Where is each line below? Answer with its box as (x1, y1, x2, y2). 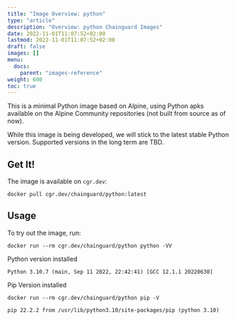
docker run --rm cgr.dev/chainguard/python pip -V (7, 294, 160, 301)
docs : (13, 63, 30, 70)
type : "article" (7, 17, 55, 24)
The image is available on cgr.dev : (7, 177, 107, 186)
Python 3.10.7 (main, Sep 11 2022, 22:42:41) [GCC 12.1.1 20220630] (7, 268, 213, 275)
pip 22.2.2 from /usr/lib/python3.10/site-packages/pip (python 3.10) (7, 306, 220, 314)
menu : (7, 56, 23, 63)
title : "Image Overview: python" (7, 10, 106, 18)
